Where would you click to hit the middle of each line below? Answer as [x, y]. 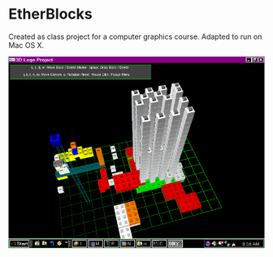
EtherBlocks [50, 14]
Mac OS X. [26, 45]
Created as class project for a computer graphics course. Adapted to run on [135, 36]
